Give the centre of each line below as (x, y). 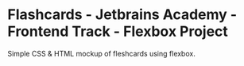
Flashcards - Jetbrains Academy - (122, 15)
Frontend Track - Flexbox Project (118, 31)
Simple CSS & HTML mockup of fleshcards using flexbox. (101, 53)
